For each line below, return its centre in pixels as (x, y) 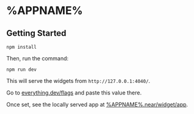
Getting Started (36, 33)
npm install (21, 47)
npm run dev (21, 69)
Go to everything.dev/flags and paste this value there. (74, 93)
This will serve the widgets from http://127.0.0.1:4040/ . (78, 81)
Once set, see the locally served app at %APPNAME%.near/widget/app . (97, 105)
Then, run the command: (38, 58)
